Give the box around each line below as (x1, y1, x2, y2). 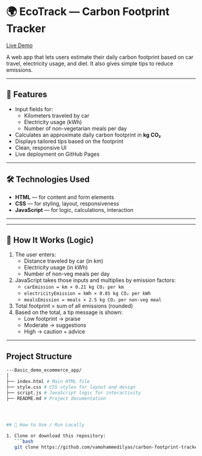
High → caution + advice (23, 328, 85, 335)
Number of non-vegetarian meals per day (23, 124, 127, 132)
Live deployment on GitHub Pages (14, 150, 100, 158)
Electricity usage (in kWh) (23, 264, 88, 271)
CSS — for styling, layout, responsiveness (14, 200, 119, 207)
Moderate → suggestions (23, 321, 87, 329)
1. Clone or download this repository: (6, 433, 106, 439)
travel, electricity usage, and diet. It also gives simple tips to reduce (6, 60, 173, 67)
